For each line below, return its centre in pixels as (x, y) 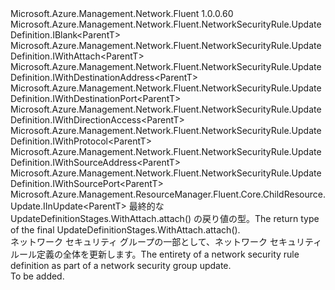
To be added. (37, 276)
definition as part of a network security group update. (121, 265)
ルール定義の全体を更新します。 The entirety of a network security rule (155, 254)
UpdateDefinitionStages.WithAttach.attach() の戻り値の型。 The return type (165, 218)
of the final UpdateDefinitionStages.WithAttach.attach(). (125, 230)
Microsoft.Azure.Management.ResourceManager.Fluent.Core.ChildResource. (168, 194)
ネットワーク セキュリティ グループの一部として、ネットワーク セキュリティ (166, 241)
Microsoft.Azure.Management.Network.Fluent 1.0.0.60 (122, 13)
